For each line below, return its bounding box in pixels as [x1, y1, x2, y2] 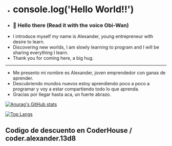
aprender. [12, 75, 33, 81]
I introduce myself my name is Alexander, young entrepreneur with [12, 33, 154, 39]
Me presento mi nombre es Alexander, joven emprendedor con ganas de [12, 70, 166, 76]
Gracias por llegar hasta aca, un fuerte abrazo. [12, 91, 112, 98]
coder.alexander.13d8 [5, 134, 76, 142]
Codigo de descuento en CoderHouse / [5, 126, 132, 135]
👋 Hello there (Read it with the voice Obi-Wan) [12, 22, 129, 29]
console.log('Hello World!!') [12, 4, 134, 15]
